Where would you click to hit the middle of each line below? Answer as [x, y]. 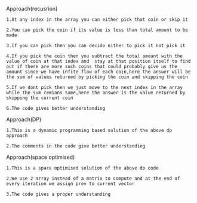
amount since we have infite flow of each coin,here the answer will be [98, 72]
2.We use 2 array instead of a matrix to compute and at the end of [93, 179]
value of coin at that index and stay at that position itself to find [98, 61]
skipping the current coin [40, 98]
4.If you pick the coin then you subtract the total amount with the [95, 56]
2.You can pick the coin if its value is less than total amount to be [97, 30]
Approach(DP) [24, 119]
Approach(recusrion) [32, 9]
